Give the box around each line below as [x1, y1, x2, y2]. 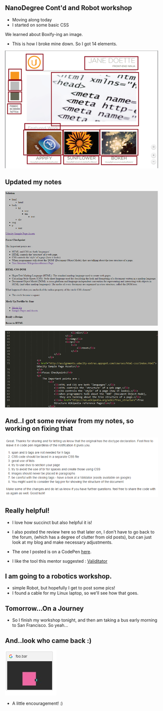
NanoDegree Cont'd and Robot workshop [5, 4, 132, 12]
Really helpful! [5, 507, 50, 515]
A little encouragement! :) [12, 700, 63, 707]
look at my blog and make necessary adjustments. [12, 539, 113, 545]
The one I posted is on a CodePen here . [12, 549, 92, 554]
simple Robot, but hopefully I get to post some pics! [12, 585, 115, 591]
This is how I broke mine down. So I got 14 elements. [12, 41, 117, 47]
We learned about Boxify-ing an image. [5, 31, 83, 37]
